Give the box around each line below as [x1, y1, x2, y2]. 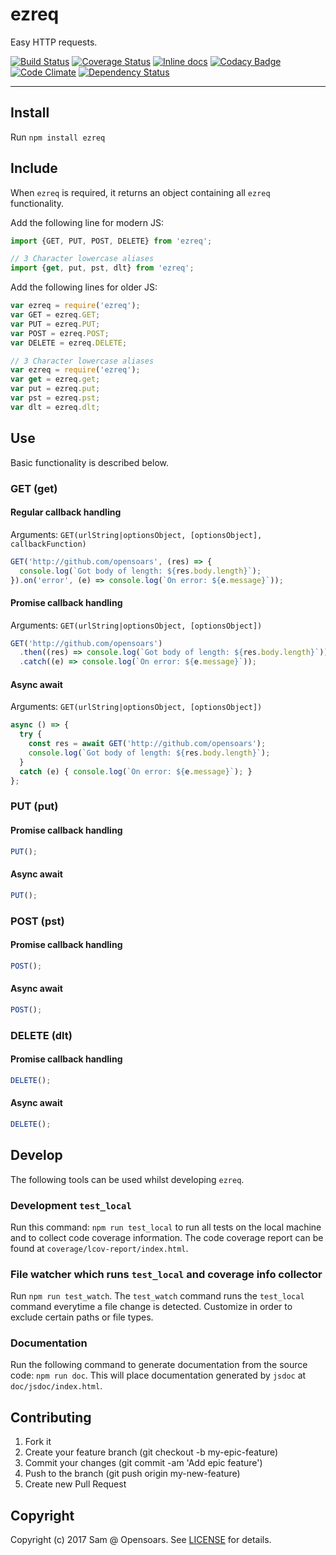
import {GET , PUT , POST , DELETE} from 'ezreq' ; [10, 236, 213, 246]
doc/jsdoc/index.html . [10, 1380, 103, 1392]
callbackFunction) [10, 539, 87, 549]
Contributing [10, 1409, 92, 1426]
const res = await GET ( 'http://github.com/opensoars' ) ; [28, 739, 267, 749]
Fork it [24, 1436, 52, 1448]
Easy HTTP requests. [10, 36, 98, 48]
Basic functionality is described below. [10, 456, 170, 468]
